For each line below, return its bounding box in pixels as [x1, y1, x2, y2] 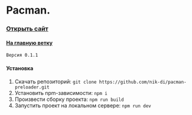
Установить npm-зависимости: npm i [14, 89, 108, 96]
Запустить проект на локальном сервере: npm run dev [14, 101, 152, 109]
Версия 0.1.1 [6, 52, 38, 58]
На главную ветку [6, 39, 53, 46]
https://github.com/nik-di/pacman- [99, 79, 187, 85]
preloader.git [14, 84, 50, 90]
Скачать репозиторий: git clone [14, 78, 97, 85]
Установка [6, 64, 34, 71]
